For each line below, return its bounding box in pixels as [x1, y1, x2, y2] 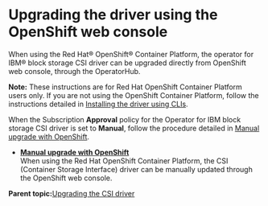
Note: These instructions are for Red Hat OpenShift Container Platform [8, 82, 243, 92]
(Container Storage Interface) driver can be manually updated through [19, 164, 254, 174]
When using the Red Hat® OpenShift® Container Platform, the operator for [8, 49, 254, 59]
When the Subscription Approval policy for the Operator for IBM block [8, 114, 241, 124]
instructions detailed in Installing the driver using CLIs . [8, 99, 188, 109]
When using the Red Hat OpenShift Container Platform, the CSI [19, 155, 229, 166]
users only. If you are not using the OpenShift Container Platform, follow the [8, 90, 259, 100]
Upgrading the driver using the [8, 6, 218, 24]
